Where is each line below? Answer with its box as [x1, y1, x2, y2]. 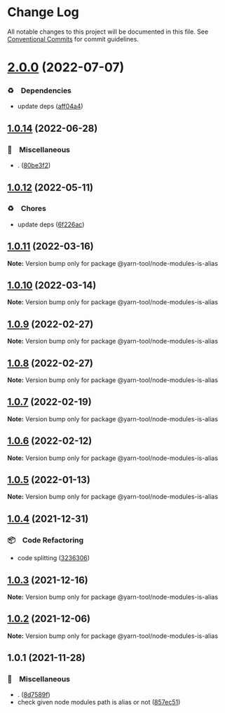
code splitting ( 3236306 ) [17, 554, 90, 562]
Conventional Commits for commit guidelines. [7, 34, 139, 43]
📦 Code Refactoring [7, 535, 84, 545]
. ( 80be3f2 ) [17, 161, 51, 170]
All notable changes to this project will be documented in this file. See [7, 27, 209, 36]
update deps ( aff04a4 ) [17, 102, 83, 111]
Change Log [7, 4, 79, 20]
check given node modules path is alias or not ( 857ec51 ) [17, 698, 181, 707]
